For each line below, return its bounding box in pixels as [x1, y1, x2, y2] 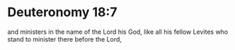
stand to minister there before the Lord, [7, 35, 122, 43]
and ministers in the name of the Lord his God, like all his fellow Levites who [7, 27, 229, 36]
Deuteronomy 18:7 [7, 4, 117, 20]
